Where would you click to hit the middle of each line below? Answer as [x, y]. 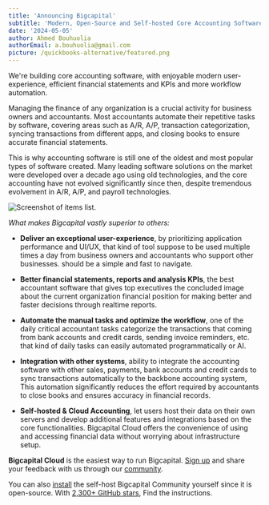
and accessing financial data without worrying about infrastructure [130, 436]
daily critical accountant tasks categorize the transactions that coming [136, 329]
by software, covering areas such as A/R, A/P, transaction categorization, [129, 125]
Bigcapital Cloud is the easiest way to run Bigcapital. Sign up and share [127, 460]
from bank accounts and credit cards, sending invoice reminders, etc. [134, 337]
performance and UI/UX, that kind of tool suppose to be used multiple [135, 246]
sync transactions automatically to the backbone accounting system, [133, 378]
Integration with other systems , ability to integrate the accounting [130, 361]
